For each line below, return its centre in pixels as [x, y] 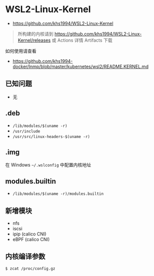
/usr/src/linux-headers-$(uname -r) [51, 136]
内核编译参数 [25, 256]
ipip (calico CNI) [29, 234]
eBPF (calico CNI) [31, 239]
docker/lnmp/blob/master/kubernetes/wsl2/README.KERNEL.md [80, 66]
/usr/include [26, 131]
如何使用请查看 [21, 51]
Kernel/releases [34, 40]
